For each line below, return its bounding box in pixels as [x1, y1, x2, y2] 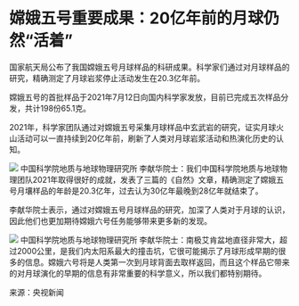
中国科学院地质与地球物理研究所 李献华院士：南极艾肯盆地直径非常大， [20, 234, 280, 245]
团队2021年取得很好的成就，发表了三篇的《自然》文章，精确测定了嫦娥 [16, 174, 277, 185]
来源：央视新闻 [9, 286, 64, 297]
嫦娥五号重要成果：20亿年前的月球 [9, 8, 264, 29]
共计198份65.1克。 [24, 103, 92, 113]
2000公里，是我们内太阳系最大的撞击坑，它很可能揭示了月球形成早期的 [16, 245, 279, 256]
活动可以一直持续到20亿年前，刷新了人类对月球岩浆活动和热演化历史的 [16, 133, 277, 144]
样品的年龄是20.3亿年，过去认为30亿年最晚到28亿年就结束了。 [32, 185, 263, 196]
